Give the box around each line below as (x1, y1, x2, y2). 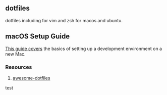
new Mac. (5, 51, 26, 57)
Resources (5, 63, 32, 70)
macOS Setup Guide (5, 32, 70, 41)
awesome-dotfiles (12, 75, 50, 81)
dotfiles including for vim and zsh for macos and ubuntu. (5, 17, 123, 23)
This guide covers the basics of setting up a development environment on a (5, 45, 162, 52)
